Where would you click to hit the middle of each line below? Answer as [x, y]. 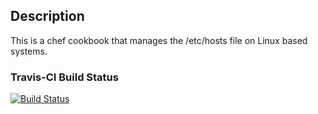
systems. [29, 51]
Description [47, 16]
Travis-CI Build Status [64, 77]
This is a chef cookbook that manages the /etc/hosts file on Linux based [159, 40]
